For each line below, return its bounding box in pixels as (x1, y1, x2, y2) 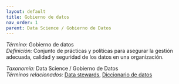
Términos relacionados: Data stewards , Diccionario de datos (6, 71, 153, 78)
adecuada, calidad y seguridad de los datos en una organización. (6, 53, 164, 61)
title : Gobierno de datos (6, 14, 69, 20)
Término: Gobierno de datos (6, 41, 75, 48)
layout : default (6, 8, 46, 15)
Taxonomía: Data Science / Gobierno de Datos (6, 65, 119, 72)
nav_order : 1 (6, 19, 38, 25)
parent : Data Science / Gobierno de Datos (6, 25, 112, 31)
